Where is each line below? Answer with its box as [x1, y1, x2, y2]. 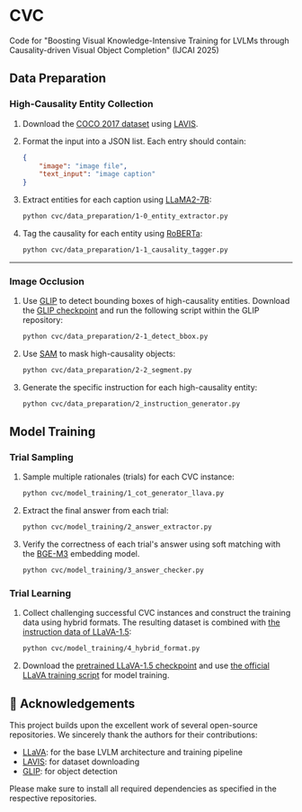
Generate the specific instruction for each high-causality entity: [22, 381, 258, 392]
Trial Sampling [9, 451, 74, 464]
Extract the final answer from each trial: [22, 505, 169, 516]
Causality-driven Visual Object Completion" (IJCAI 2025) [9, 44, 220, 55]
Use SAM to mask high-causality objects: [22, 348, 176, 360]
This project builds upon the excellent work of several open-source [9, 720, 258, 731]
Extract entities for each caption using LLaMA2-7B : [22, 194, 212, 205]
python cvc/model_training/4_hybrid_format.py [22, 644, 200, 653]
